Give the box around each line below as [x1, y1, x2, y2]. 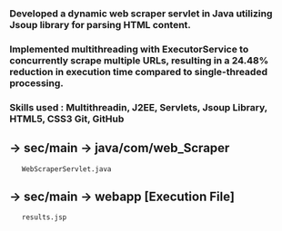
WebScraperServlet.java [21, 164, 112, 174]
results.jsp [21, 213, 67, 222]
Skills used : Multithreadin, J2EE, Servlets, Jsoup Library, [9, 101, 268, 113]
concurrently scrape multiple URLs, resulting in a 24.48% [9, 53, 269, 66]
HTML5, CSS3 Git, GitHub [9, 112, 125, 125]
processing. [9, 76, 64, 89]
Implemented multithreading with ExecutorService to [9, 43, 249, 55]
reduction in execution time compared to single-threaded [9, 65, 268, 78]
